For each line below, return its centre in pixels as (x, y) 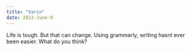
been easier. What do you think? (47, 41)
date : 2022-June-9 (30, 18)
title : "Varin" (26, 12)
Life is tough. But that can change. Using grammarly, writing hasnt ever (95, 35)
